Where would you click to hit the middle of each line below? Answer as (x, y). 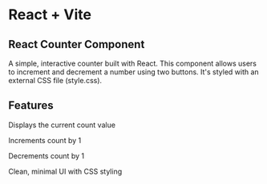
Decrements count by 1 (47, 156)
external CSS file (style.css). (55, 80)
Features (31, 106)
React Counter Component (77, 44)
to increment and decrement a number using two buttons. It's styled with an (133, 72)
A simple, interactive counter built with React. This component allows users (133, 63)
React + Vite (50, 15)
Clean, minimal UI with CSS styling (65, 171)
